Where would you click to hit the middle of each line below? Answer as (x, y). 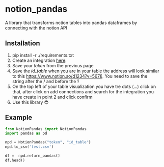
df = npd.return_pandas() (33, 156)
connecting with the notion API (36, 28)
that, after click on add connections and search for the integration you (83, 91)
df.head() (15, 160)
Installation (23, 43)
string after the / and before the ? (46, 81)
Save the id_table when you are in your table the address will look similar (86, 71)
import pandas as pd (26, 134)
